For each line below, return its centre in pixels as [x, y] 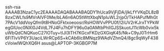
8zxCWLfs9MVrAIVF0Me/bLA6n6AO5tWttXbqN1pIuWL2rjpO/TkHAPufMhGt [82, 17]
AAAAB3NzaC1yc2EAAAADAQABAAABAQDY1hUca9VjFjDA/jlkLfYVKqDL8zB [82, 12]
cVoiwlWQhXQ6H [23, 43]
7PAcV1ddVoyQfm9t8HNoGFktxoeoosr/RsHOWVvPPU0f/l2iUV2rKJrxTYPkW [82, 22]
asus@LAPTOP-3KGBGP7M [69, 43]
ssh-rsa [13, 7]
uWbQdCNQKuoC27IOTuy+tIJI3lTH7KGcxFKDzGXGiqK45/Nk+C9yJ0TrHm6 [82, 33]
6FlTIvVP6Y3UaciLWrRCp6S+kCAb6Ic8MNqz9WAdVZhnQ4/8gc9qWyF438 [82, 38]
